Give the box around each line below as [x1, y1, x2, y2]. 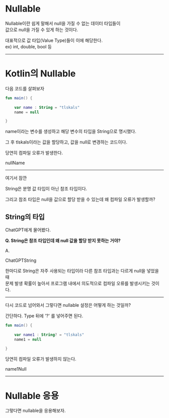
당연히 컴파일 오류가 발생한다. [5, 150, 63, 156]
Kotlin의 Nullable [5, 68, 76, 80]
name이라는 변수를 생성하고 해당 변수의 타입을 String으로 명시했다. [5, 128, 137, 134]
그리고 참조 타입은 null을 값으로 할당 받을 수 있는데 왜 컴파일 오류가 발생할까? [5, 196, 156, 202]
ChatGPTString [5, 257, 37, 263]
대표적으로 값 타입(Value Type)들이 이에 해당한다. [5, 37, 103, 43]
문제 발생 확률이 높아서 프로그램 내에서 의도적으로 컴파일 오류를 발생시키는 [5, 281, 150, 287]
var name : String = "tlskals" [14, 105, 80, 110]
